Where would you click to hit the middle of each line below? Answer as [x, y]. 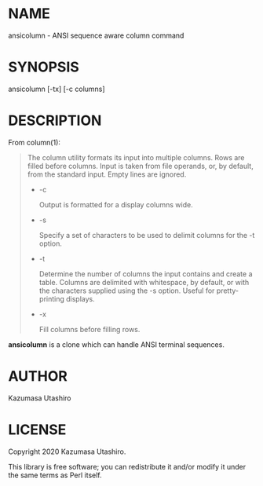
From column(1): [35, 142]
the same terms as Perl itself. [55, 475]
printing [52, 298]
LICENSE [37, 429]
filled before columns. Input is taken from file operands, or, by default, [140, 166]
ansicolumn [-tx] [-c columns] [57, 89]
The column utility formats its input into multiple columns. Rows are [136, 157]
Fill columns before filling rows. [89, 329]
